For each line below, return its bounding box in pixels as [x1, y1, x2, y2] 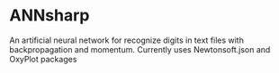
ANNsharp [9, 5, 90, 26]
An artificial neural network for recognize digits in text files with [9, 35, 245, 45]
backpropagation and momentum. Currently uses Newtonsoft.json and [9, 44, 271, 54]
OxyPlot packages [9, 53, 77, 64]
